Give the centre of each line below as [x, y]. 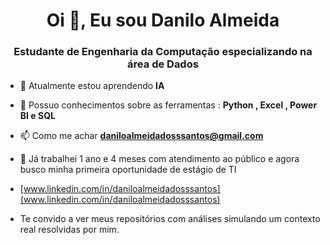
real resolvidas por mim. [69, 230]
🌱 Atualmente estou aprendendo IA [92, 86]
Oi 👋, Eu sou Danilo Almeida [163, 20]
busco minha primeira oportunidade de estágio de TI [128, 170]
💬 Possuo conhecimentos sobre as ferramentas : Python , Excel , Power [168, 105]
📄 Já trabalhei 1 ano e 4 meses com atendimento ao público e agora [159, 159]
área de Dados [163, 64]
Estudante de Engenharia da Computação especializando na [163, 52]
